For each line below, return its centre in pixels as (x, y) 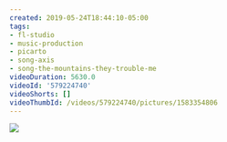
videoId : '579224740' (51, 86)
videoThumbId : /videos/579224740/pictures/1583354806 (114, 102)
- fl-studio (32, 35)
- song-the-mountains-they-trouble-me (83, 69)
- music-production (46, 43)
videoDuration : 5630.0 (52, 77)
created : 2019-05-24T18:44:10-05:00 (79, 18)
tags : (20, 26)
